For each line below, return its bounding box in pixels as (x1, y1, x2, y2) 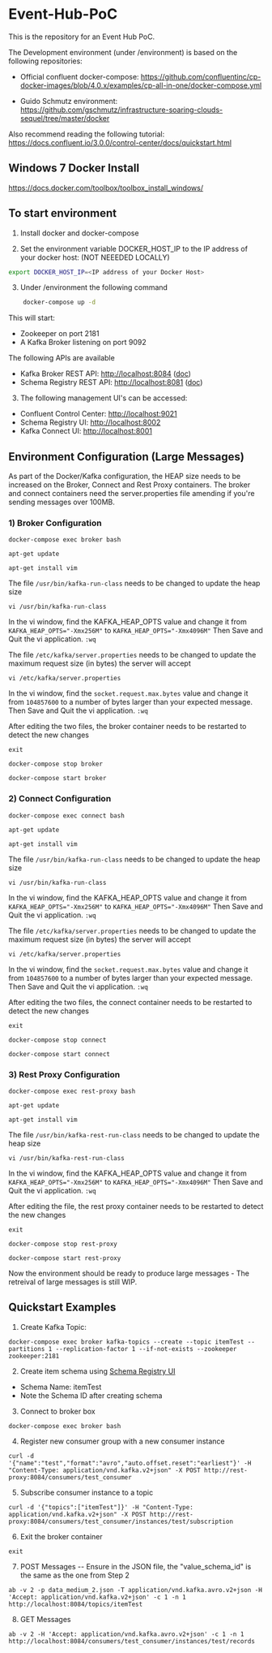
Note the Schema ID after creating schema (19, 1390, 163, 1401)
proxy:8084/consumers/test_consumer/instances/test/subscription (8, 1517, 233, 1526)
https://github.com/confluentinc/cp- (140, 71, 261, 81)
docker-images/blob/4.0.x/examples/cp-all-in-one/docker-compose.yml (19, 80, 262, 90)
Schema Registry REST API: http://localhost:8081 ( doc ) (19, 378, 203, 387)
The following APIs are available (8, 353, 115, 363)
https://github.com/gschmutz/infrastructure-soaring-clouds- (19, 105, 223, 114)
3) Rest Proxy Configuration (8, 1068, 121, 1080)
